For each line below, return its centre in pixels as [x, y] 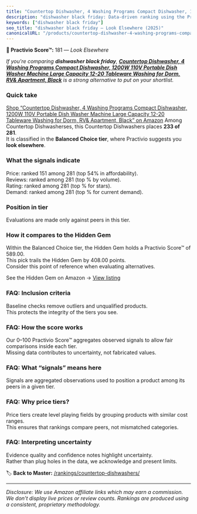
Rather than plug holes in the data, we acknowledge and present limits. [92, 461]
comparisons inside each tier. [42, 346]
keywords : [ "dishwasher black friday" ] [55, 22]
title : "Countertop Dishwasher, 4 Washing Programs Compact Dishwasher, [97, 11]
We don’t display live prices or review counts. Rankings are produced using [97, 498]
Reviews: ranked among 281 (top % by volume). [64, 179]
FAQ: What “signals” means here [54, 367]
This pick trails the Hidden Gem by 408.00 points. [66, 260]
